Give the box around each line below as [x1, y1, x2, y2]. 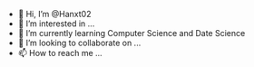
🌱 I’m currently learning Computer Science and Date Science [17, 28, 246, 38]
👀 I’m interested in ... [17, 18, 95, 29]
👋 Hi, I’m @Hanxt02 [17, 9, 92, 19]
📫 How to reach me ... [17, 48, 103, 58]
